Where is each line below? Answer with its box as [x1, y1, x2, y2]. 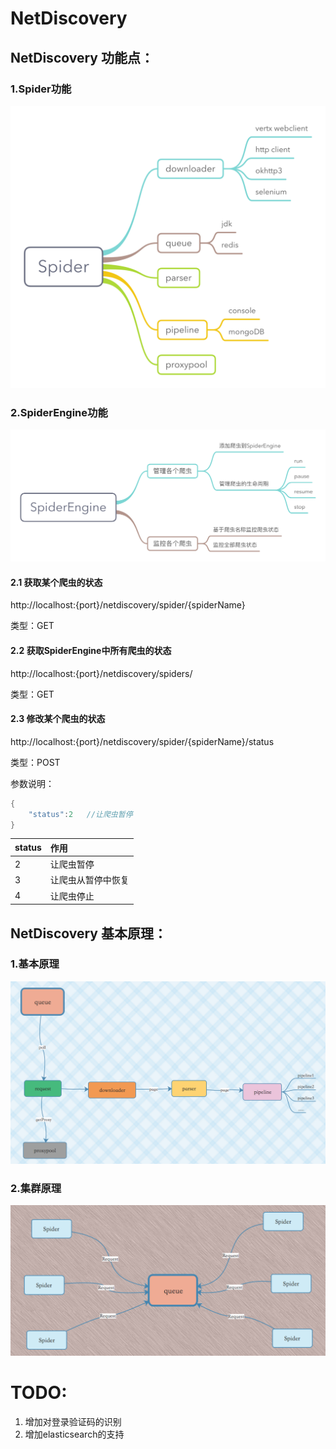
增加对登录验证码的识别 [24, 1415, 122, 1427]
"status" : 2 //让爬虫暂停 [28, 809, 133, 819]
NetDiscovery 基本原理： [10, 925, 167, 942]
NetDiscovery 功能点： [10, 49, 154, 66]
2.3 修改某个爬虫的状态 [10, 713, 106, 725]
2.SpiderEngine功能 [10, 405, 108, 419]
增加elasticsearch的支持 [24, 1428, 125, 1440]
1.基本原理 [10, 957, 60, 971]
